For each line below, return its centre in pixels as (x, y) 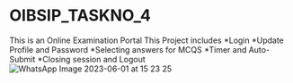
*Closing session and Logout (91, 59)
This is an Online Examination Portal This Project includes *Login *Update (147, 40)
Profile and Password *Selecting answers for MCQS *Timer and (128, 49)
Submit (22, 59)
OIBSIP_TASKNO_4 (80, 16)
